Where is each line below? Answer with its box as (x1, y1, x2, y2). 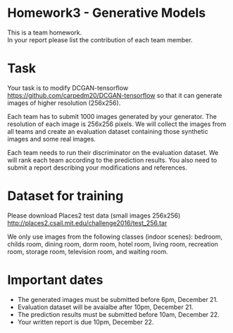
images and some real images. (7, 134, 96, 143)
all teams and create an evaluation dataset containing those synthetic (7, 127, 209, 135)
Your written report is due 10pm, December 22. (17, 318, 154, 326)
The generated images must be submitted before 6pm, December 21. (17, 295, 218, 303)
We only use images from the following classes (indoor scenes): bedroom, (7, 232, 223, 241)
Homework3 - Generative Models (7, 5, 206, 21)
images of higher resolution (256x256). (7, 99, 121, 107)
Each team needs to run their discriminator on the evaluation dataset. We (7, 148, 219, 156)
